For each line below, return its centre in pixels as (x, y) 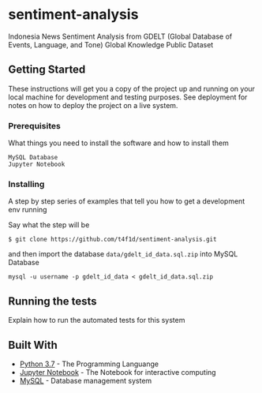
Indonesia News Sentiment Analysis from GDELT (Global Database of (120, 36)
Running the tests (52, 301)
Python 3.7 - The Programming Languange (89, 364)
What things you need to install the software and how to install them (118, 143)
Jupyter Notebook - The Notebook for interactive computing (118, 372)
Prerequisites (34, 125)
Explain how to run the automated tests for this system (97, 320)
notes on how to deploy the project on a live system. (93, 105)
